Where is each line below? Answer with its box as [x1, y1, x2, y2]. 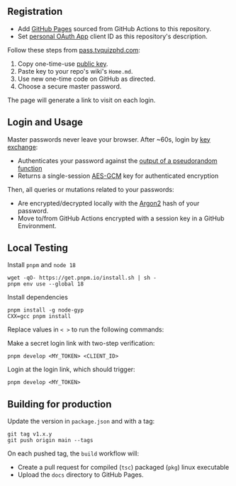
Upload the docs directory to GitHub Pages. [17, 470, 144, 479]
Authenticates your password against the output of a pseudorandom [17, 156, 218, 165]
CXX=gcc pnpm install [7, 313, 72, 320]
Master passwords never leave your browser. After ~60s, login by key [7, 135, 210, 144]
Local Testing [7, 242, 69, 254]
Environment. [17, 221, 57, 230]
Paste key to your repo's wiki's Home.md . [17, 67, 133, 75]
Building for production [7, 398, 112, 410]
